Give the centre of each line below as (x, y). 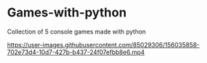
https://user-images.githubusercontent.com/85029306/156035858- (103, 45)
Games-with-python (67, 13)
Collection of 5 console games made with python (77, 32)
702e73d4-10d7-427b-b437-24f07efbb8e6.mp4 (76, 52)
